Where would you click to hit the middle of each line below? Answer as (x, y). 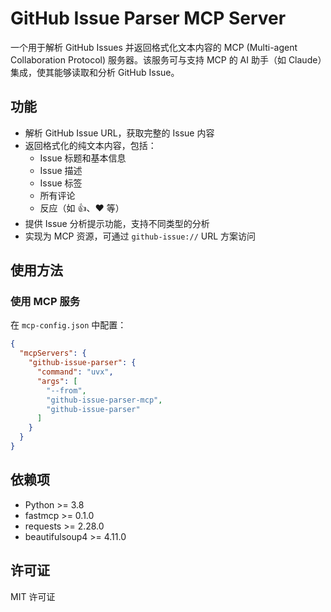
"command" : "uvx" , (75, 372)
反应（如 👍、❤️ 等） (82, 208)
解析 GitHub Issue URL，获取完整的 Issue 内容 (119, 133)
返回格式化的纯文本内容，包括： (90, 145)
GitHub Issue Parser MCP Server (148, 18)
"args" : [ (57, 381)
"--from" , (66, 390)
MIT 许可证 (33, 596)
